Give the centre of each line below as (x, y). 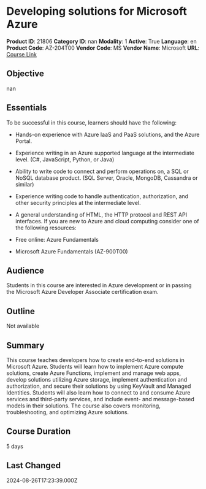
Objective (25, 74)
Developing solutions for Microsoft (97, 11)
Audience (25, 270)
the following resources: (46, 228)
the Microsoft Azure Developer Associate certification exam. (82, 292)
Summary (25, 345)
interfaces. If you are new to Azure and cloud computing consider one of (107, 221)
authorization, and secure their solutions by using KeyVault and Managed (99, 386)
